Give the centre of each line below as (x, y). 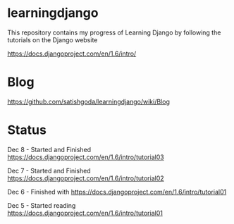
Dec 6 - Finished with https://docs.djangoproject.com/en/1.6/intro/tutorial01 (117, 192)
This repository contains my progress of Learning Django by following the (114, 32)
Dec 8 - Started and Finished (49, 149)
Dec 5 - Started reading (42, 205)
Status (27, 130)
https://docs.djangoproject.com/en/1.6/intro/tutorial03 (86, 157)
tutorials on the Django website (53, 39)
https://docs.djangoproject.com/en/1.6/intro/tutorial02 (86, 178)
